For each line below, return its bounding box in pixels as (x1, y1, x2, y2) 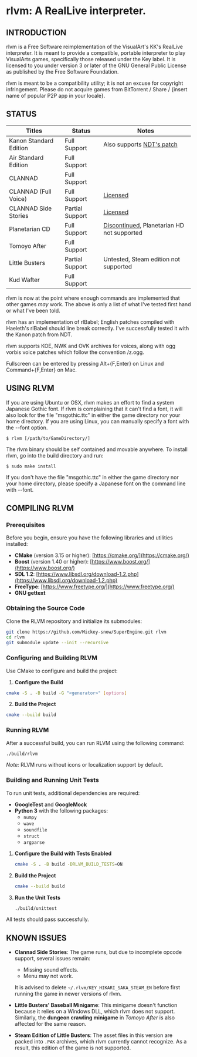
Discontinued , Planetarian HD (103, 221, 185, 229)
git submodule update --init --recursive (6, 640, 109, 646)
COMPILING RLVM (6, 503, 74, 513)
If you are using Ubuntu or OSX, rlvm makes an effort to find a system (6, 399, 175, 406)
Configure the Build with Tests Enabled (14, 850, 112, 857)
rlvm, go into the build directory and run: (6, 452, 104, 459)
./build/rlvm (6, 751, 38, 757)
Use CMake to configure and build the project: (6, 667, 118, 674)
